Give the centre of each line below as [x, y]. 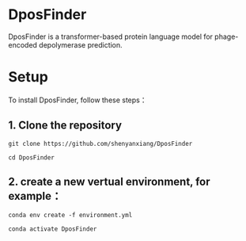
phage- [227, 36]
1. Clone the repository [65, 126]
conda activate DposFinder [53, 229]
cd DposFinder [32, 157]
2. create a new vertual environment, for [110, 182]
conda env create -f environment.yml [70, 215]
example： [35, 196]
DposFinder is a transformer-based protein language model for [111, 36]
